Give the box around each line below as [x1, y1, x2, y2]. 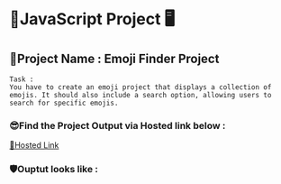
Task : [9, 75, 34, 84]
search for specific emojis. [9, 98, 119, 107]
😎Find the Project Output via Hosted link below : [9, 119, 226, 132]
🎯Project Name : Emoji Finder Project [9, 51, 220, 66]
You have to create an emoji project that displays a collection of [9, 83, 272, 92]
